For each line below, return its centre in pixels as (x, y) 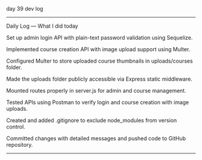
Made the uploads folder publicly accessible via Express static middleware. (99, 79)
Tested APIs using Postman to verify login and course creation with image (98, 102)
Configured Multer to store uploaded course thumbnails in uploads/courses (100, 61)
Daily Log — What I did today (42, 26)
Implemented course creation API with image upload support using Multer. (98, 49)
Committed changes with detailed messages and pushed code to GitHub (96, 138)
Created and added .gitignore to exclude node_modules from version (92, 120)
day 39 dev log (25, 9)
